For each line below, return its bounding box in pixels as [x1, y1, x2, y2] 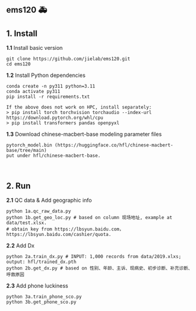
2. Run [6, 181, 31, 191]
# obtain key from [6, 226, 52, 232]
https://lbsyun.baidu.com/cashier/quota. [6, 232, 112, 238]
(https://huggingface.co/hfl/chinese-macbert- [54, 142, 173, 148]
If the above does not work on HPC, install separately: [6, 104, 152, 110]
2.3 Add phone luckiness [6, 282, 69, 289]
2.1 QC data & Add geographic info [6, 197, 92, 204]
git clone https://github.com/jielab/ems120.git [6, 56, 130, 62]
